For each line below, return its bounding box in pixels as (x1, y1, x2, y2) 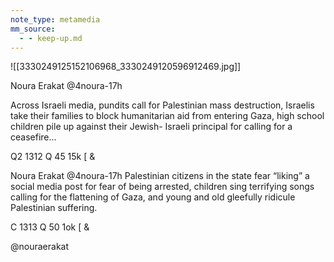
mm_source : (10, 24, 56, 34)
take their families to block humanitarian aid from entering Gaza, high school (10, 110, 325, 122)
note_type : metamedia (10, 14, 101, 25)
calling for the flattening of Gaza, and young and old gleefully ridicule (10, 191, 296, 203)
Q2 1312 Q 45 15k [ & (10, 151, 96, 163)
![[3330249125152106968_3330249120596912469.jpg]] (10, 61, 242, 73)
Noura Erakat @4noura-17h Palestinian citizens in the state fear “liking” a (10, 170, 310, 182)
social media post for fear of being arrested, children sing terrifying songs (10, 181, 315, 193)
